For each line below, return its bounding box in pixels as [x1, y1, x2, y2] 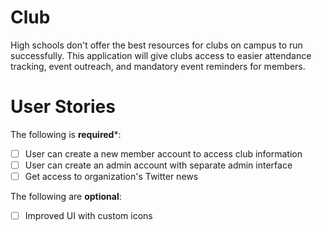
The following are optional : [10, 191, 122, 203]
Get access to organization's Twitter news [24, 171, 199, 182]
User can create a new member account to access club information [24, 147, 303, 160]
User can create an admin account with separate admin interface [24, 159, 293, 171]
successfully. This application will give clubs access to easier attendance [10, 49, 312, 61]
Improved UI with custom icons [24, 210, 153, 222]
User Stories [10, 96, 116, 118]
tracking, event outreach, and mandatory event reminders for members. [10, 60, 306, 72]
